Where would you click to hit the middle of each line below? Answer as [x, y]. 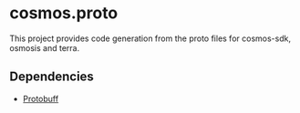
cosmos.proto [64, 13]
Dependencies [52, 77]
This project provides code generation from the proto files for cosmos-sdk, [150, 38]
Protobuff [41, 98]
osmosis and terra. [45, 47]
